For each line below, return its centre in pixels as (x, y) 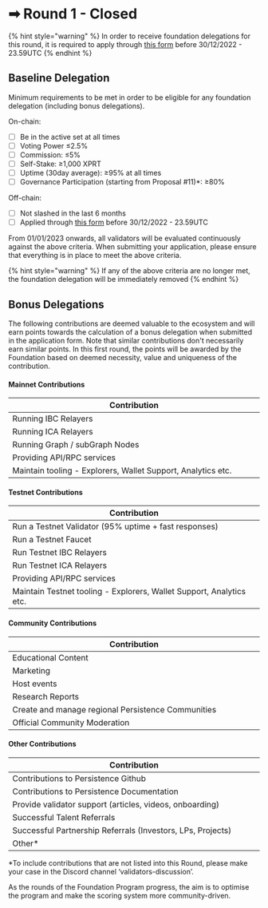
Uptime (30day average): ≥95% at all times (91, 173)
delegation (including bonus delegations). (77, 105)
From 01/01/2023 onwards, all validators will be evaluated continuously (124, 238)
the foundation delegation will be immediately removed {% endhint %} (124, 280)
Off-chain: (25, 198)
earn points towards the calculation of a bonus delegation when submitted (130, 332)
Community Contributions (53, 623)
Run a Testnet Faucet (52, 540)
